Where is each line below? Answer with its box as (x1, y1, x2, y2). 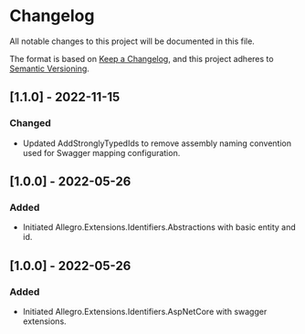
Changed (9, 117, 52, 130)
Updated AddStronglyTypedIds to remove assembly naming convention (22, 138, 292, 149)
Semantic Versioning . (9, 63, 89, 74)
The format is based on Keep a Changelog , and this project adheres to (9, 53, 274, 64)
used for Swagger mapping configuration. (22, 147, 181, 158)
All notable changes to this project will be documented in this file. (9, 36, 256, 47)
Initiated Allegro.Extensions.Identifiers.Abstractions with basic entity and (22, 222, 297, 233)
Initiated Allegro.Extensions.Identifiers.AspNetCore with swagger (22, 307, 268, 317)
